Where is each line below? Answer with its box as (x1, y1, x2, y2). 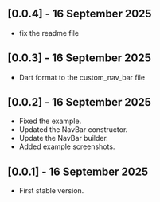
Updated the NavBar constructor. (18, 125, 128, 134)
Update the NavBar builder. (18, 134, 108, 143)
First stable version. (18, 186, 84, 196)
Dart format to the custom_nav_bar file (18, 72, 145, 82)
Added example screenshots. (18, 142, 115, 151)
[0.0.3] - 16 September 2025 (7, 52, 152, 65)
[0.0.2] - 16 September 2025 (7, 95, 152, 109)
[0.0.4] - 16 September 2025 (7, 7, 152, 21)
